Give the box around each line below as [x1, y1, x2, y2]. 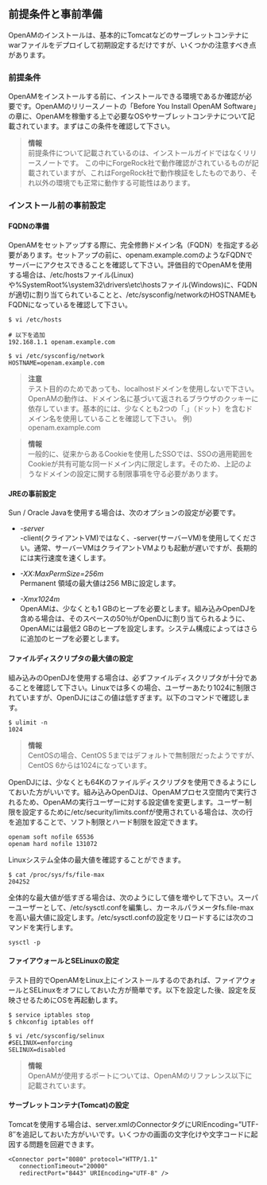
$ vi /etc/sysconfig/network [8, 353, 105, 361]
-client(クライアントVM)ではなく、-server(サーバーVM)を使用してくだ [19, 533, 250, 543]
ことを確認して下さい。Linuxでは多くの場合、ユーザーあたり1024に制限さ [14, 683, 257, 692]
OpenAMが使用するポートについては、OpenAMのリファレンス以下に [27, 1070, 253, 1080]
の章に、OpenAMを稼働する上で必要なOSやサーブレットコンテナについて [8, 111, 249, 121]
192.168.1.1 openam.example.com [8, 338, 115, 346]
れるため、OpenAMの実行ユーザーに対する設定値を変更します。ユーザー [8, 797, 246, 806]
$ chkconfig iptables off [8, 1018, 94, 1026]
